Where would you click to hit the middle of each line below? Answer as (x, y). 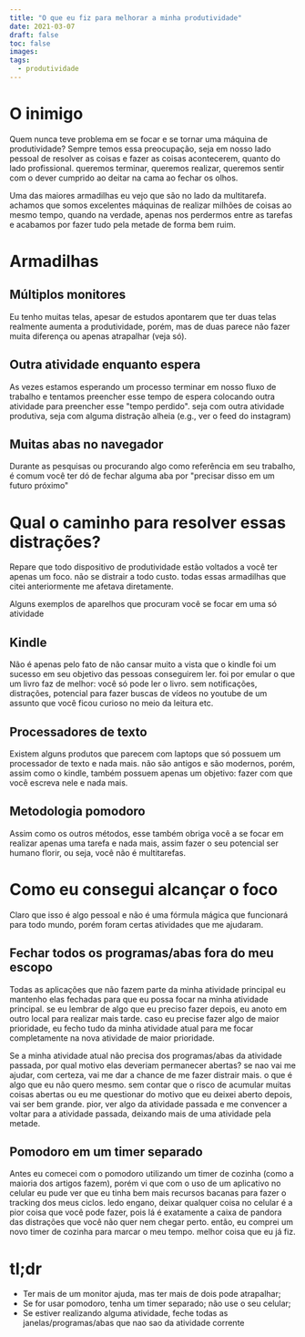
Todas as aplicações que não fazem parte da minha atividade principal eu (148, 989)
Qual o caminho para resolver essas (148, 523)
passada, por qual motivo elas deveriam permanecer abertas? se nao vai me (152, 1065)
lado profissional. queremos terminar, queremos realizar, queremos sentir (147, 168)
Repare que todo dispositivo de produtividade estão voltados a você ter (143, 567)
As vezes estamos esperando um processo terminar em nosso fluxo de (143, 386)
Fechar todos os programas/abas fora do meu (142, 953)
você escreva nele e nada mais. (69, 783)
